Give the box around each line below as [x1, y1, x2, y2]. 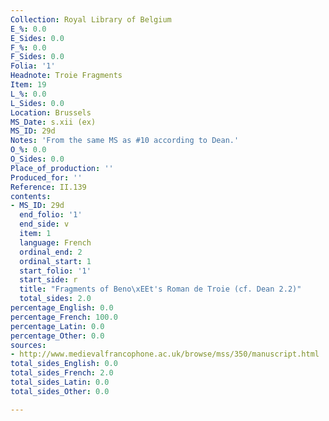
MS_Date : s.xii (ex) [10, 117, 97, 127]
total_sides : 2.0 [19, 294, 92, 304]
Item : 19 [10, 80, 47, 90]
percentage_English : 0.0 [10, 303, 114, 313]
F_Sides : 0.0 [10, 52, 65, 62]
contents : [10, 191, 52, 201]
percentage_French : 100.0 [10, 312, 118, 322]
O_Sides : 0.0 [10, 154, 65, 164]
